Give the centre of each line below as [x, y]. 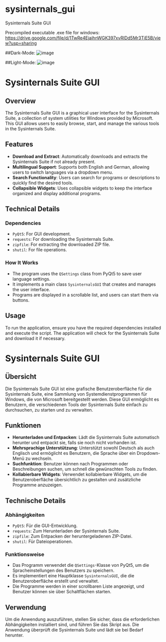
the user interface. [31, 289]
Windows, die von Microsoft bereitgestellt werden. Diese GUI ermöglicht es [82, 399]
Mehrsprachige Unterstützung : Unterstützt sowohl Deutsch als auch [83, 448]
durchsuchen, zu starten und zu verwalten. [49, 410]
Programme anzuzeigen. [38, 485]
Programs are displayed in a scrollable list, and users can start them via [85, 295]
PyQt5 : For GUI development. [41, 234]
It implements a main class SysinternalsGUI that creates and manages [84, 284]
